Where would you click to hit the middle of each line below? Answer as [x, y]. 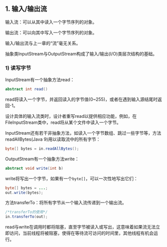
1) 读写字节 [18, 68]
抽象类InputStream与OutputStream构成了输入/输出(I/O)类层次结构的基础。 [81, 53]
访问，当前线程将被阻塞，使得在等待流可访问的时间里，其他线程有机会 [81, 233]
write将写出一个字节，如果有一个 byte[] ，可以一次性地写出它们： [72, 178]
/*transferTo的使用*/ [26, 212]
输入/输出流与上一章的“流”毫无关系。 [43, 43]
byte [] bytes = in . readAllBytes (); [42, 149]
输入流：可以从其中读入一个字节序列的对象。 [51, 22]
